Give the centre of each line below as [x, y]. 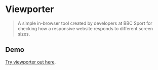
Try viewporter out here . [31, 62]
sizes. [24, 34]
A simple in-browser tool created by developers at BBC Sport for [85, 23]
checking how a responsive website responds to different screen [85, 28]
